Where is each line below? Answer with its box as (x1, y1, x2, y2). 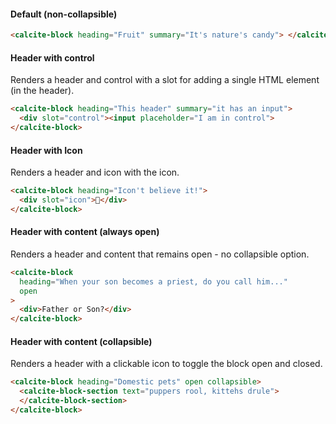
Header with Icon (10, 144, 83, 156)
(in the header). (10, 85, 75, 97)
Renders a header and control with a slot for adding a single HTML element (10, 74, 320, 86)
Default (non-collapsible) (10, 8, 118, 20)
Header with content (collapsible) (10, 335, 153, 347)
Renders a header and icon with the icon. (10, 166, 180, 179)
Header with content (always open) (10, 226, 160, 238)
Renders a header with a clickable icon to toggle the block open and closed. (10, 358, 323, 370)
